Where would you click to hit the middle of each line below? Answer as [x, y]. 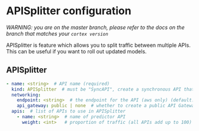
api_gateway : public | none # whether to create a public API [97, 106]
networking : [26, 95]
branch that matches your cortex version [57, 33]
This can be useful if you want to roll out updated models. [76, 51]
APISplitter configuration [69, 11]
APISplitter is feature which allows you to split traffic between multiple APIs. [98, 45]
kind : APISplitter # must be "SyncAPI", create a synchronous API [97, 89]
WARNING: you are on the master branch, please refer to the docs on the [95, 27]
